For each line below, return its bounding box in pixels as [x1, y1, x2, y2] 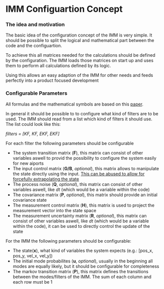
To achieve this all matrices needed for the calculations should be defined [5, 52, 156, 58]
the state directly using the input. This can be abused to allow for [12, 171, 145, 177]
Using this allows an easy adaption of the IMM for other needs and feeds [5, 72, 153, 78]
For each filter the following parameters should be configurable [5, 140, 134, 146]
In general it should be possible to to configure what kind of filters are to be [5, 110, 159, 116]
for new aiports [12, 160, 44, 166]
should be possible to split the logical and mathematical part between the [5, 37, 155, 43]
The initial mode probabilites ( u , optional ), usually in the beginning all [12, 258, 153, 264]
